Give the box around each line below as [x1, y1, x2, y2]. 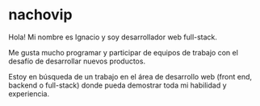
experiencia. [8, 88, 50, 98]
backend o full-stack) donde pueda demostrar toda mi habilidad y [8, 80, 228, 90]
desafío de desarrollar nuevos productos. [8, 56, 146, 66]
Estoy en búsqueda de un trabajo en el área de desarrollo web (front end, [8, 71, 253, 81]
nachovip [8, 6, 73, 24]
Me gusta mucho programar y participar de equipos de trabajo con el [8, 47, 238, 57]
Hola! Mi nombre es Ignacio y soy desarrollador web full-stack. [8, 32, 218, 42]
